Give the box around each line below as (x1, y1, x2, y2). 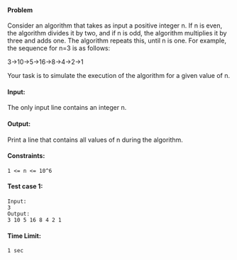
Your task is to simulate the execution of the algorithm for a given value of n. (7, 72, 231, 80)
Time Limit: (7, 231, 41, 240)
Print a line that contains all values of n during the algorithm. (7, 135, 183, 144)
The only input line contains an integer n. (7, 103, 127, 112)
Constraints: (7, 152, 45, 160)
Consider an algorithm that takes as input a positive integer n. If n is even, (7, 21, 223, 30)
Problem (7, 6, 33, 14)
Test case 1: (7, 182, 43, 191)
